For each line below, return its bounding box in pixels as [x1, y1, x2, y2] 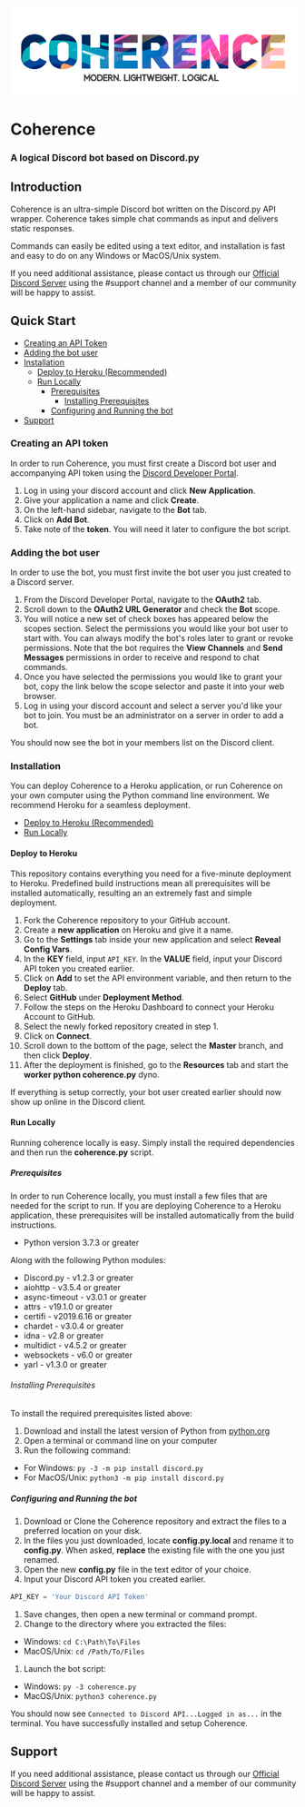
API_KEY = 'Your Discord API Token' [10, 1592, 149, 1601]
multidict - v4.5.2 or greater [23, 1339, 127, 1350]
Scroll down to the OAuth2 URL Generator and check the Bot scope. [23, 604, 280, 615]
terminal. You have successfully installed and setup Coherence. [10, 1717, 248, 1728]
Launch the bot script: [23, 1663, 107, 1674]
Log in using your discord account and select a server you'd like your [23, 700, 282, 711]
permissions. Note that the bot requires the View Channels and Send [23, 643, 283, 654]
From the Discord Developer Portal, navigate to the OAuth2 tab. [23, 594, 262, 606]
